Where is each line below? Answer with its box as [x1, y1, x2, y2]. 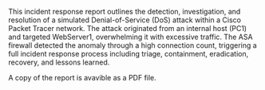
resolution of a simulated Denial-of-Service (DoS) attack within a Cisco [8, 15, 242, 25]
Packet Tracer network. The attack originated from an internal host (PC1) [8, 24, 247, 33]
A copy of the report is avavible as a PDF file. [8, 73, 157, 82]
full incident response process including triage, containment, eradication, [8, 49, 249, 58]
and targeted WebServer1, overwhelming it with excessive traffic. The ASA [8, 32, 253, 41]
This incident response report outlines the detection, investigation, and [8, 7, 241, 16]
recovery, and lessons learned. [8, 57, 110, 67]
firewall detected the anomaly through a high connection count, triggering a [8, 41, 257, 50]
